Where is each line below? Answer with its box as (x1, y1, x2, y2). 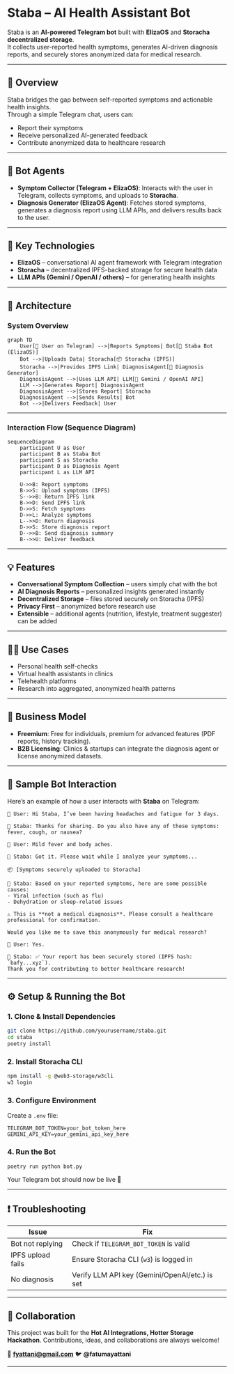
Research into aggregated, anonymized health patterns (17, 684, 175, 692)
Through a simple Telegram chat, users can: (7, 110, 134, 118)
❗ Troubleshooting (7, 1203, 86, 1215)
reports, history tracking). (17, 737, 91, 745)
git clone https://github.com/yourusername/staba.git (7, 1027, 167, 1035)
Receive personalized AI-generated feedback (17, 131, 148, 139)
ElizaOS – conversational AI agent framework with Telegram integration (17, 258, 223, 267)
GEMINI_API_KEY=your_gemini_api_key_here (7, 1131, 130, 1138)
